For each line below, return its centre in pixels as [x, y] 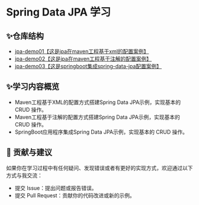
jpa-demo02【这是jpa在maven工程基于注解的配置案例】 [83, 59]
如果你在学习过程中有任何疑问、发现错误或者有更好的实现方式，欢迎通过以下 [99, 168]
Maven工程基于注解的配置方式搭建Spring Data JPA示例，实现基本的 [97, 117]
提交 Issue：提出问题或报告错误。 [56, 188]
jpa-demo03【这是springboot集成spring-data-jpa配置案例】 [88, 66]
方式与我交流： [24, 175]
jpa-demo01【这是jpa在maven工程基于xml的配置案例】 [82, 51]
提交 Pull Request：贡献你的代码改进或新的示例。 [75, 195]
